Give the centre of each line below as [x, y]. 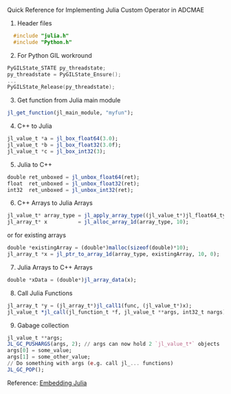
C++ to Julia [35, 126]
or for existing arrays [37, 235]
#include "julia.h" [41, 36]
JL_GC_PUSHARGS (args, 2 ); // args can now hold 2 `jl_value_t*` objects [113, 344]
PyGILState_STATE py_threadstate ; [57, 68]
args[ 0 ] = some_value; [40, 351]
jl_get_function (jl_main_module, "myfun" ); [70, 113]
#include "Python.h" [43, 42]
